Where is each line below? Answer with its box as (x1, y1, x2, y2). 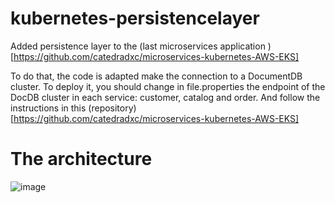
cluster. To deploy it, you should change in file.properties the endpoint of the (10, 80, 326, 92)
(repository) (88, 102, 137, 114)
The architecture (10, 148, 153, 171)
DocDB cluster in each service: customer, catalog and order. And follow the (10, 91, 321, 103)
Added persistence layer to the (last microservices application (10, 40, 266, 52)
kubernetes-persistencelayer (10, 7, 260, 30)
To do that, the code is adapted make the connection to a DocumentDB (10, 70, 303, 82)
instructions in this (10, 102, 87, 114)
